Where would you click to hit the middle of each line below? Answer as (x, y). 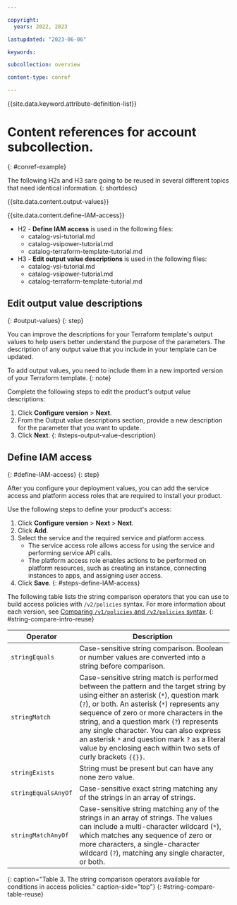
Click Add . (33, 530)
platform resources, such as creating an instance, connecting (117, 568)
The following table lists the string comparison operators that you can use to (118, 596)
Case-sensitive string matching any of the (149, 808)
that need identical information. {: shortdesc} (72, 188)
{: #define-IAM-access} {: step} (54, 474)
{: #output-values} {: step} (45, 320)
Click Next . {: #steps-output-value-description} (87, 435)
